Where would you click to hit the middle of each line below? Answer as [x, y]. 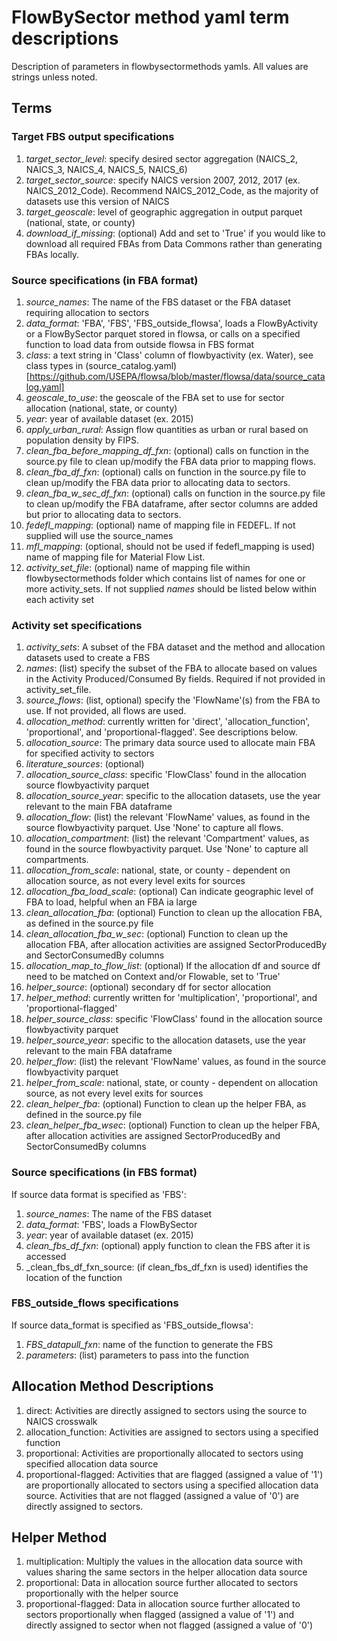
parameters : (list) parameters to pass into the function [137, 1355]
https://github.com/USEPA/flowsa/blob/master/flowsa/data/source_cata [177, 376]
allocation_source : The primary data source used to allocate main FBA [170, 743]
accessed [46, 1256]
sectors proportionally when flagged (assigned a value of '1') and [160, 1615]
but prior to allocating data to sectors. [103, 514]
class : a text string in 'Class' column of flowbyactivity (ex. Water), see [169, 355]
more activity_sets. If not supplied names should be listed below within [171, 588]
